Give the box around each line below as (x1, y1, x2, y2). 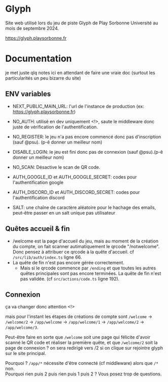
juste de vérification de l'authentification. (12, 124, 98, 130)
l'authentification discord (12, 194, 65, 200)
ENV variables (5, 90, 51, 98)
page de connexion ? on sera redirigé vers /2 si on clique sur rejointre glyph (5, 345, 163, 351)
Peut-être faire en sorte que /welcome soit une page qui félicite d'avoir (5, 334, 151, 340)
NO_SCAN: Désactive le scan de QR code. (12, 164, 100, 170)
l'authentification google (12, 179, 64, 185)
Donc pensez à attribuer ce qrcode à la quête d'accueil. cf (12, 249, 134, 255)
